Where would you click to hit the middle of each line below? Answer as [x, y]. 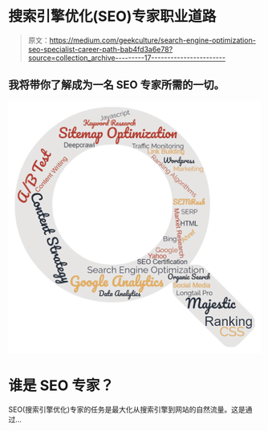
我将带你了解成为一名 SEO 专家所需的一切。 [116, 85]
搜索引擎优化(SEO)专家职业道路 [112, 16]
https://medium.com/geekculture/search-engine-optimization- [153, 40]
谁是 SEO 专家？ [61, 385]
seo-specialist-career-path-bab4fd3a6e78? [100, 49]
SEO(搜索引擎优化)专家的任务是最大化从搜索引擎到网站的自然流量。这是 [127, 409]
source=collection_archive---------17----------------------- [127, 58]
